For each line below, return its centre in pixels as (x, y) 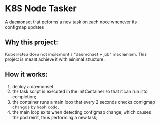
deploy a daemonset (33, 86)
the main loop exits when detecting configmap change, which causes (82, 112)
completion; (24, 97)
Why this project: (32, 43)
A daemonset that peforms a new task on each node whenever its (71, 22)
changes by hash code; (36, 107)
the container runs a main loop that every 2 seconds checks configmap (84, 102)
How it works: (26, 75)
